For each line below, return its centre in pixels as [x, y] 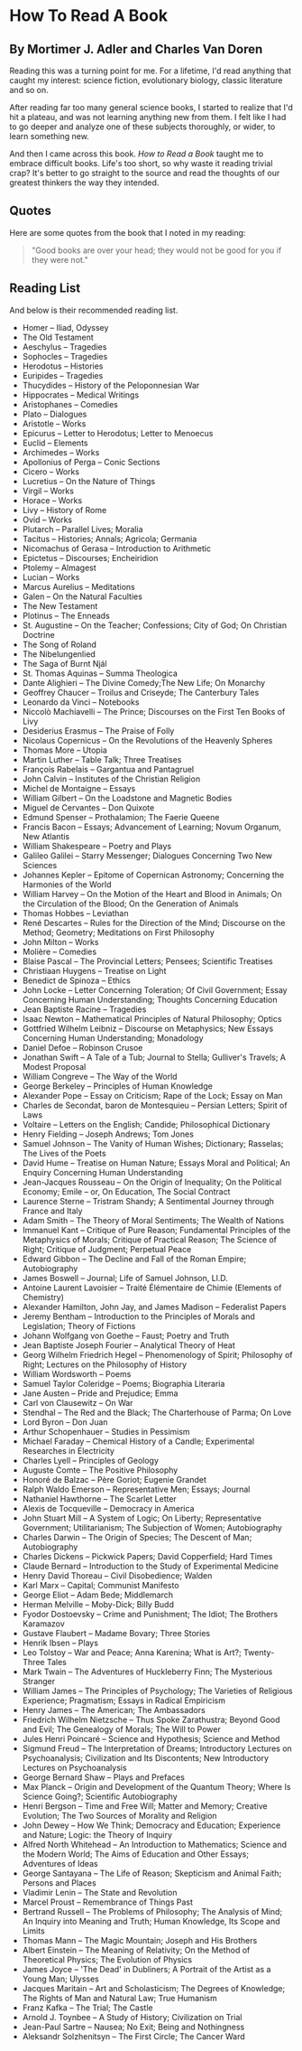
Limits [33, 1931]
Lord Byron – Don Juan [65, 1422]
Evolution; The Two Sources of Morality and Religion [120, 1815]
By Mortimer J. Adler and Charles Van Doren [136, 49]
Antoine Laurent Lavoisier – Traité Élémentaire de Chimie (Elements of [152, 1288]
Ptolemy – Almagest [59, 567]
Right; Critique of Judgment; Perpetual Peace [107, 1249]
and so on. [29, 90]
